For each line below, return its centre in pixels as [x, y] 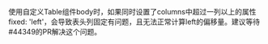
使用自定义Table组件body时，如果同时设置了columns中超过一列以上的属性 [132, 12]
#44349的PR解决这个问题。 [55, 32]
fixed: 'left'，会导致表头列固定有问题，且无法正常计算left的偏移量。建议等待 [134, 22]
